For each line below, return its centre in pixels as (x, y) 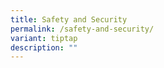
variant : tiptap (44, 38)
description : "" (44, 47)
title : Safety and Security (69, 19)
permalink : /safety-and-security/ (82, 29)
